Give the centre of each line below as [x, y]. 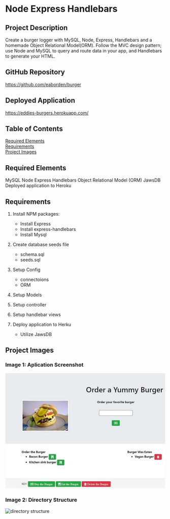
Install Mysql [33, 235]
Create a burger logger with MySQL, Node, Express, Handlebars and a [79, 40]
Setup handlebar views [37, 315]
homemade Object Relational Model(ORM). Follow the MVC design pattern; [83, 45]
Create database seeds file [41, 245]
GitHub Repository [35, 72]
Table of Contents [34, 129]
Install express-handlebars [48, 229]
